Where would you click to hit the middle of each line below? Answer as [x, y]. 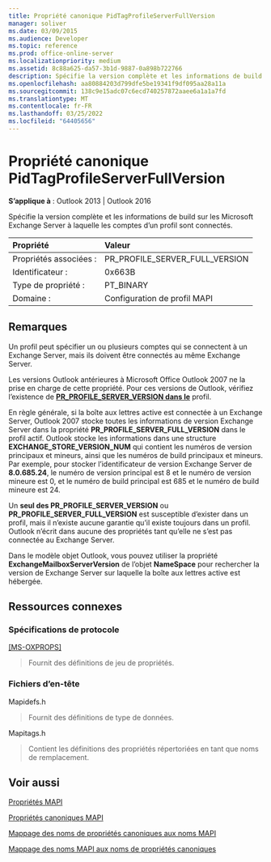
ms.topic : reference [43, 46]
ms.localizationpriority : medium [65, 62]
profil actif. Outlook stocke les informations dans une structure [112, 438]
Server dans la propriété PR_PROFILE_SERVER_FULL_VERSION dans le [127, 429]
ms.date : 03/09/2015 [43, 31]
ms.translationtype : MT [49, 99]
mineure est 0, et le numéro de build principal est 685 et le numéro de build [134, 481]
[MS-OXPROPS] [35, 648]
